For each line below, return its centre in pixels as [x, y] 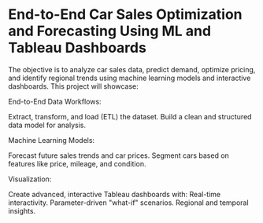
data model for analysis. [47, 125]
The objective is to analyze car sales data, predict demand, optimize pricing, [132, 69]
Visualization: [30, 179]
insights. [22, 210]
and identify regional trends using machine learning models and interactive [130, 78]
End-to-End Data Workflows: [55, 101]
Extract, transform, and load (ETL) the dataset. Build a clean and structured [130, 116]
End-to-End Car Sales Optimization [125, 15]
